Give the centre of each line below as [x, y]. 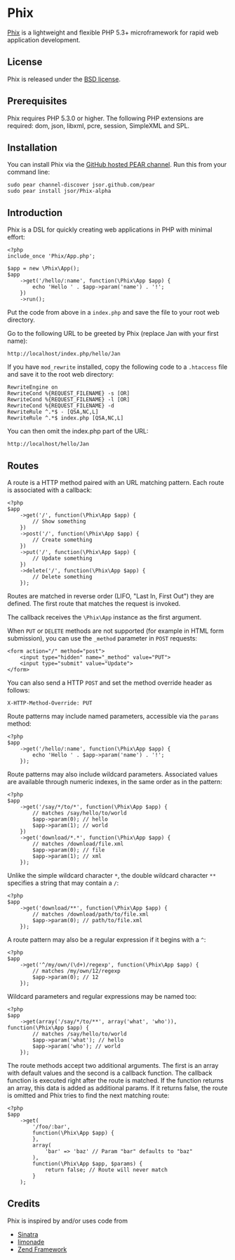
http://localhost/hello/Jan [48, 444]
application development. [44, 39]
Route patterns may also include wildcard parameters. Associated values [113, 774]
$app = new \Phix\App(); [43, 269]
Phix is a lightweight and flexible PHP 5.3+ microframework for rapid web [113, 32]
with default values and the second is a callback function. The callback [110, 1073]
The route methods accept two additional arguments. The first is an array [113, 1065]
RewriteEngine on [33, 388]
